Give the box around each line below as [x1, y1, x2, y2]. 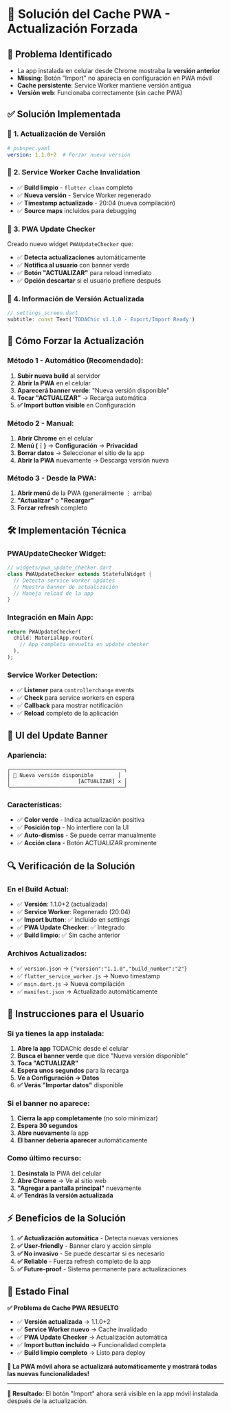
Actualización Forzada [7, 21, 138, 37]
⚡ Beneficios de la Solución [7, 1212, 126, 1224]
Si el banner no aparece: [7, 1098, 91, 1108]
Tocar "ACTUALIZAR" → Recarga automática [16, 393, 146, 402]
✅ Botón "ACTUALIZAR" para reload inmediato [16, 269, 153, 277]
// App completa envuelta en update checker [19, 641, 149, 648]
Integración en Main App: [7, 613, 94, 623]
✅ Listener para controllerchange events [16, 686, 135, 694]
